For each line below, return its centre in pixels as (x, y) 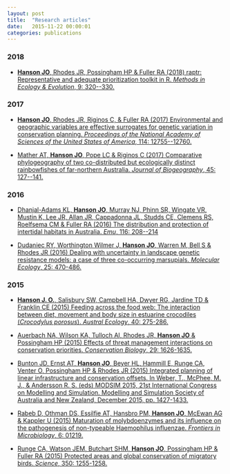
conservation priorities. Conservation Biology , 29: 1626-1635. (104, 350)
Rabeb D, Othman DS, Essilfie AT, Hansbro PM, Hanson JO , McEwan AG (120, 413)
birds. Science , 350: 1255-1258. (62, 464)
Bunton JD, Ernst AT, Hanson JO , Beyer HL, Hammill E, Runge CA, (111, 364)
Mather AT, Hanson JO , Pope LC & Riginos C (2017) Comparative (109, 155)
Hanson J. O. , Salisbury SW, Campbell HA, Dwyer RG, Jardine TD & (113, 300)
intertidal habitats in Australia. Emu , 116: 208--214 (88, 232)
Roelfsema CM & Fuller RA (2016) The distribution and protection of (113, 224)
